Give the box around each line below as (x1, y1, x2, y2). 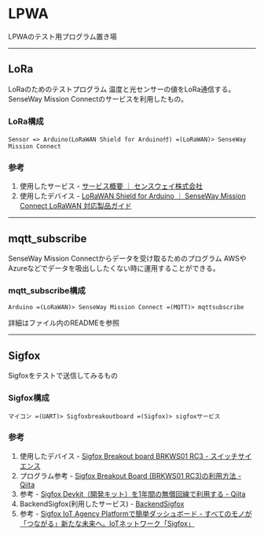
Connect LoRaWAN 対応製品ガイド (19, 201, 132, 211)
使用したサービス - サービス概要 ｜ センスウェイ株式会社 (19, 182, 203, 191)
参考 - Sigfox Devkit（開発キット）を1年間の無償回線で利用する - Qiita (19, 489, 246, 498)
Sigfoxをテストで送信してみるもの (8, 371, 119, 380)
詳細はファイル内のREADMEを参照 (8, 318, 120, 327)
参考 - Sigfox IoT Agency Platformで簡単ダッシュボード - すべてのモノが (19, 508, 252, 518)
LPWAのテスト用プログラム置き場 (8, 31, 118, 41)
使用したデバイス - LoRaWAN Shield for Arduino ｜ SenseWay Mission (19, 191, 246, 201)
